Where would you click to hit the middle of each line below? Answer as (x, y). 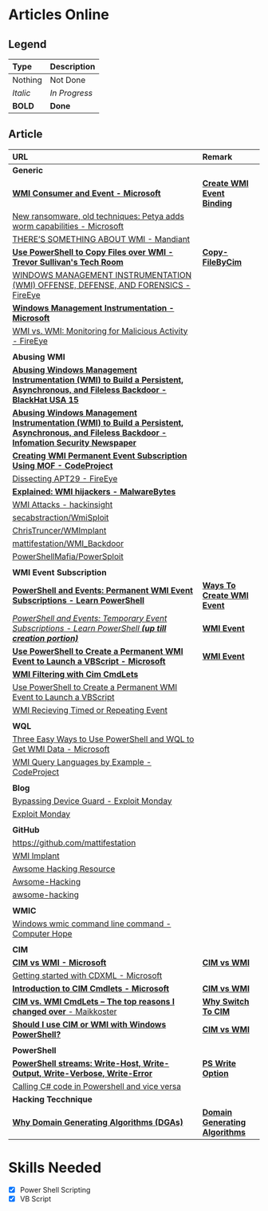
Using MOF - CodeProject (63, 465)
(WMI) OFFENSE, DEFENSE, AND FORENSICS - (102, 285)
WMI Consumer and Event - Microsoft (87, 193)
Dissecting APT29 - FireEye (65, 478)
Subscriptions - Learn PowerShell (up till (89, 628)
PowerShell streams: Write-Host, (77, 1063)
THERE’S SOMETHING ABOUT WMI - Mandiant (101, 239)
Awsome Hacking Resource (64, 869)
